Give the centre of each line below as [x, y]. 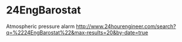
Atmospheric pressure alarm [41, 26]
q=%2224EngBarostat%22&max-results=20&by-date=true [77, 32]
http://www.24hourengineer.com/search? [126, 26]
